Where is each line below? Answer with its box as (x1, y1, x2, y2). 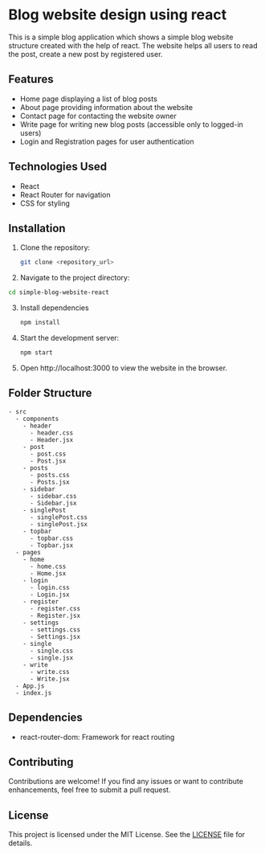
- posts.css (29, 471, 70, 479)
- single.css (29, 647, 74, 655)
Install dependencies (19, 303, 90, 313)
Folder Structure (8, 386, 92, 400)
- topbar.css (29, 534, 74, 542)
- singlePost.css (29, 513, 88, 521)
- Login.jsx (29, 590, 70, 599)
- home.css (29, 562, 67, 570)
